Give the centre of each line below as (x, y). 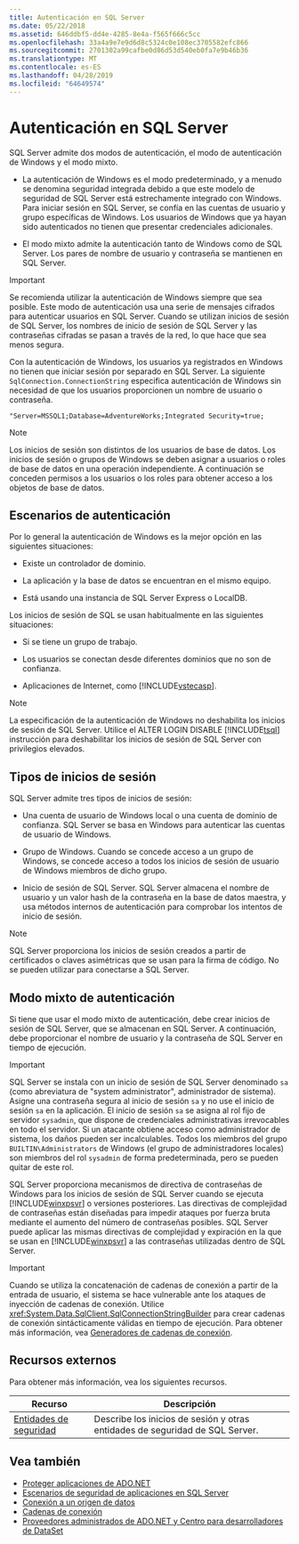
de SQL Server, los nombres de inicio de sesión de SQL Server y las (133, 325)
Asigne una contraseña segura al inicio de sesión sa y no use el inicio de (142, 1101)
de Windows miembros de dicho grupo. (94, 871)
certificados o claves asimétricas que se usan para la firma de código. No (144, 960)
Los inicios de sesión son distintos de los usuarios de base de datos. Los (143, 450)
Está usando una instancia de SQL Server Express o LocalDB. (134, 598)
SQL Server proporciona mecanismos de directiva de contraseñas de (136, 1184)
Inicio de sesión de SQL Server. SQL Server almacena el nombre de (145, 888)
